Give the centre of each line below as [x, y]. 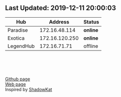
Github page [18, 79]
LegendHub [21, 46]
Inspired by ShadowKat [29, 89]
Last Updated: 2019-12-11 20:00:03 [61, 8]
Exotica [16, 38]
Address [59, 22]
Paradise [18, 30]
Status [91, 22]
